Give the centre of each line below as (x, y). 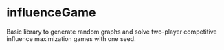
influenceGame (51, 13)
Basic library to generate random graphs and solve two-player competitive (112, 32)
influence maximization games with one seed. (71, 38)
